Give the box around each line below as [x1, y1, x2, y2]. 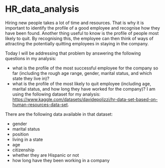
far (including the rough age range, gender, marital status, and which [12, 70, 152, 76]
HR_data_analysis [5, 3, 80, 15]
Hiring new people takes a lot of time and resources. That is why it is [5, 20, 144, 26]
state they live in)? [12, 75, 50, 81]
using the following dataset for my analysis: [12, 91, 101, 97]
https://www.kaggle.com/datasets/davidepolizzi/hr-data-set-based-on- [12, 96, 158, 102]
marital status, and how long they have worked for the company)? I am [12, 86, 156, 92]
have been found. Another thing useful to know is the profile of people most [5, 30, 159, 36]
